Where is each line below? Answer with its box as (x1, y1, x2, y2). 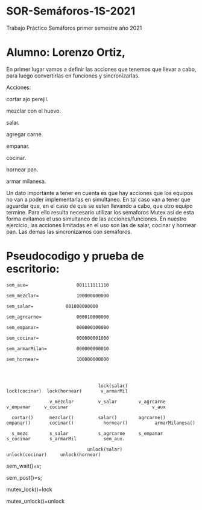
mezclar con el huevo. (6, 107, 62, 114)
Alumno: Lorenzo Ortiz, (6, 45, 125, 59)
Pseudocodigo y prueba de (6, 250, 144, 263)
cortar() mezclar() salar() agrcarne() (11, 414, 166, 420)
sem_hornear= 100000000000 (6, 356, 110, 362)
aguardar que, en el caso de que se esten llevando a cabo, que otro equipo (6, 202, 193, 210)
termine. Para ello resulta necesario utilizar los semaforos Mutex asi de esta (6, 208, 194, 216)
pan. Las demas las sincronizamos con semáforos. (6, 228, 132, 235)
